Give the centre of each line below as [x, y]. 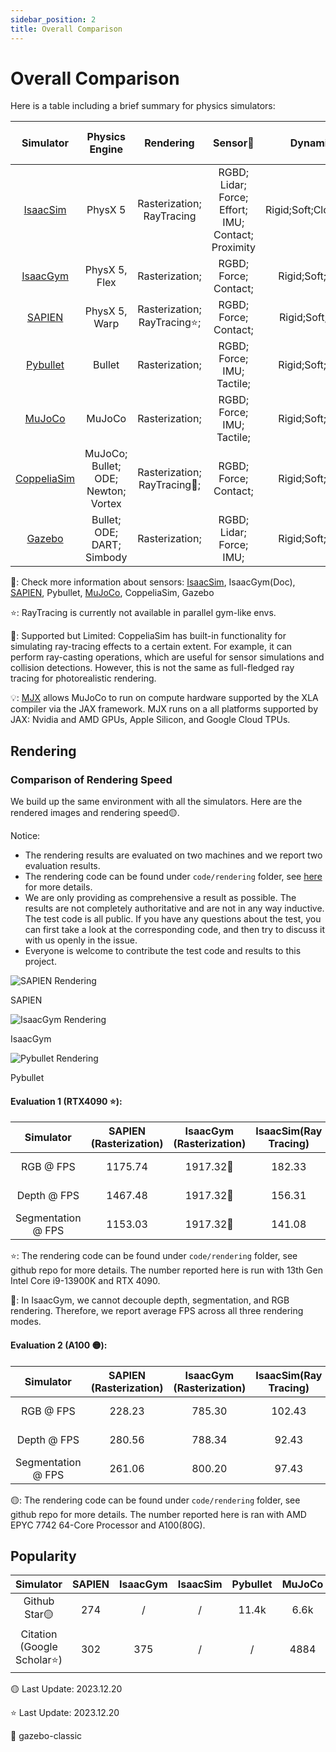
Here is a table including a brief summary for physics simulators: [143, 106]
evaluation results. [62, 866]
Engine [106, 149]
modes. [26, 1322]
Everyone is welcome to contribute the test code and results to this [163, 951]
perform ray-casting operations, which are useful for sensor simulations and [167, 657]
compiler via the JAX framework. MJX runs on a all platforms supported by [164, 709]
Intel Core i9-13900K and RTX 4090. [85, 1281]
